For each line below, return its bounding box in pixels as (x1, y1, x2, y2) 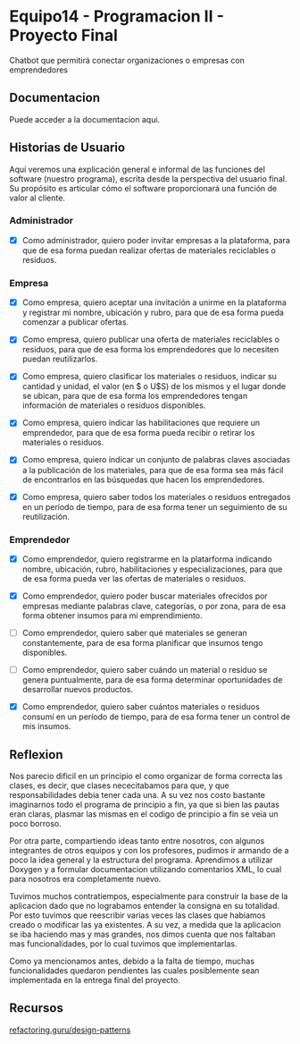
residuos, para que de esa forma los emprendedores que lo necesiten (21, 344, 279, 355)
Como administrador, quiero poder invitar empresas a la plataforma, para (21, 234, 290, 245)
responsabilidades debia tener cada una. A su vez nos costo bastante (9, 790, 266, 801)
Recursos (9, 1000, 64, 1016)
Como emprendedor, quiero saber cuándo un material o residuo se (21, 665, 268, 675)
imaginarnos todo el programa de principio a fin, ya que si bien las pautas (9, 799, 279, 811)
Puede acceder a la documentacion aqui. (9, 114, 161, 124)
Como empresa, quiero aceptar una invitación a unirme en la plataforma (21, 297, 287, 308)
